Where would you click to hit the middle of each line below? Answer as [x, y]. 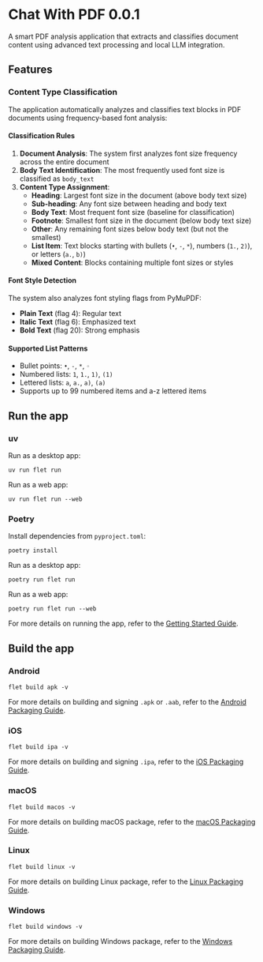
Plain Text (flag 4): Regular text [70, 314]
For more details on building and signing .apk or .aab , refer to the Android [127, 701]
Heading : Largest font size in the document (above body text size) [139, 195]
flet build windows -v [45, 927]
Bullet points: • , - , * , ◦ [55, 366]
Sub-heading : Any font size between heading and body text [129, 204]
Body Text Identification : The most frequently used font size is [122, 170]
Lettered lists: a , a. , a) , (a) [63, 383]
